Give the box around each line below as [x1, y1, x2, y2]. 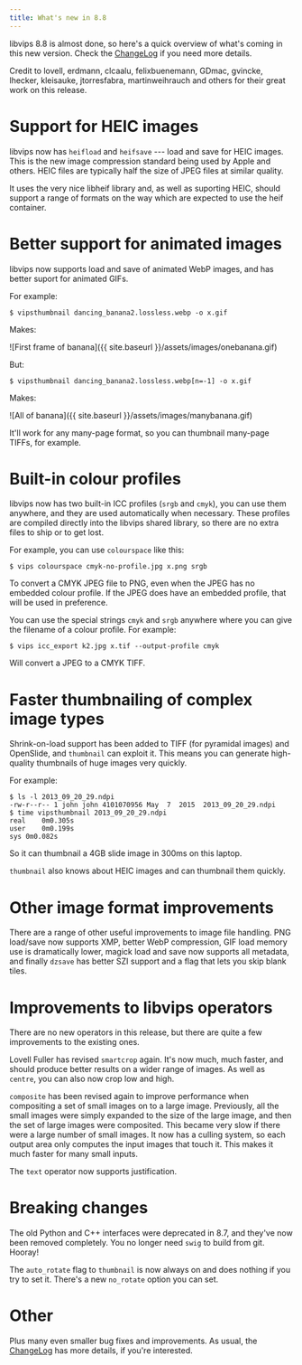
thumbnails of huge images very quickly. [36, 758, 188, 768]
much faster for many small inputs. [9, 1149, 138, 1160]
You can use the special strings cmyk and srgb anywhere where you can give [9, 615, 293, 626]
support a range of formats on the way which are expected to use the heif [9, 192, 284, 203]
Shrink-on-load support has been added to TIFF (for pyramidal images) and [9, 739, 290, 749]
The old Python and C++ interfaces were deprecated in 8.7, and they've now [9, 1228, 293, 1238]
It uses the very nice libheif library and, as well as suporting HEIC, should [9, 183, 281, 193]
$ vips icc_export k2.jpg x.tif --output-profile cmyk [9, 642, 220, 651]
